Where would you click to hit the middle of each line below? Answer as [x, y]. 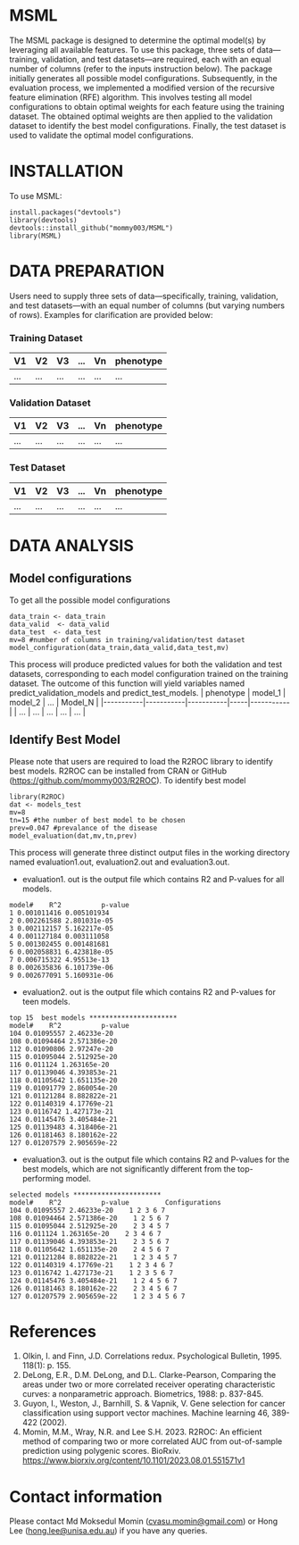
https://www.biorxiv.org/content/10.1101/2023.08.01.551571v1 [133, 1460]
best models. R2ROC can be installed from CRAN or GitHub [118, 771]
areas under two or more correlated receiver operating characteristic [149, 1384]
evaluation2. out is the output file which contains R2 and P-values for [149, 991]
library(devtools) [43, 220]
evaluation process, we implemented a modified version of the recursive [142, 88]
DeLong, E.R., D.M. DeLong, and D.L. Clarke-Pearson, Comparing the [149, 1375]
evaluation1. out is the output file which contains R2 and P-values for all [153, 879]
